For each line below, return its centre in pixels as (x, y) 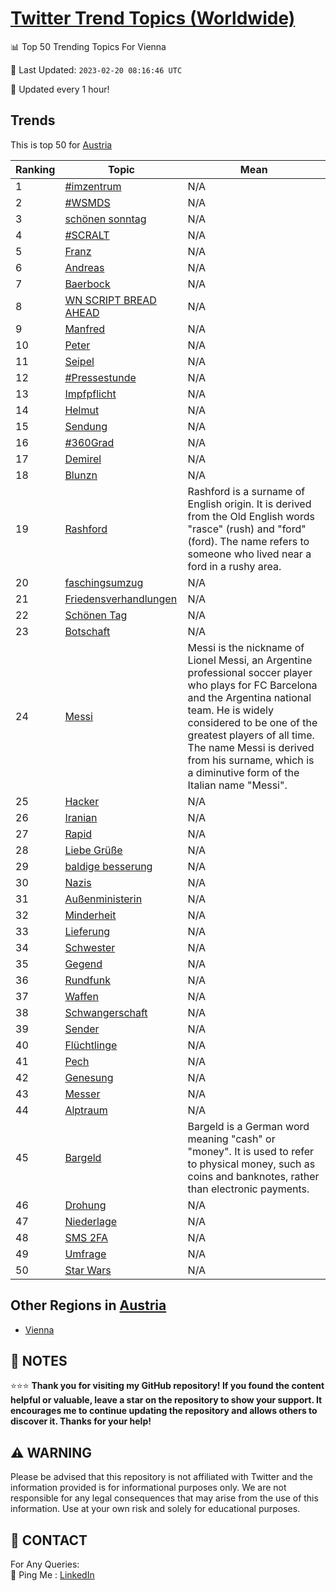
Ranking (35, 169)
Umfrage (85, 1254)
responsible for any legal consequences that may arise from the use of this (164, 1498)
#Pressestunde (100, 377)
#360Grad (89, 442)
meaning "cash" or (231, 1139)
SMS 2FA (86, 1237)
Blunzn (81, 475)
